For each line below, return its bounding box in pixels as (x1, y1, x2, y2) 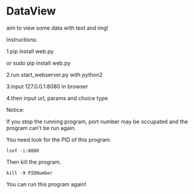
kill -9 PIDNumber (6, 170, 53, 176)
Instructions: (6, 36, 38, 43)
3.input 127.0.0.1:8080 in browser (6, 83, 89, 90)
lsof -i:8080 (6, 147, 39, 154)
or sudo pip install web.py (6, 59, 71, 66)
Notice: (6, 106, 25, 113)
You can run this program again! (6, 180, 87, 188)
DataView (6, 4, 56, 18)
